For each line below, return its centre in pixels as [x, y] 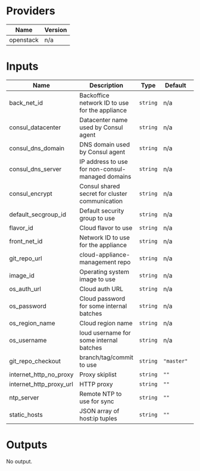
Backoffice [94, 95]
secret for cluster [104, 194]
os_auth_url [25, 289]
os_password [28, 306]
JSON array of [99, 411]
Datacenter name [104, 120]
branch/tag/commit [107, 357]
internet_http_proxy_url [41, 384]
